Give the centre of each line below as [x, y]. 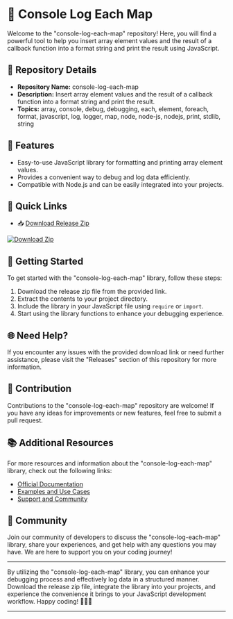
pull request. [25, 420]
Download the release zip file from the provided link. [92, 292]
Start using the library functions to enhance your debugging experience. [120, 314]
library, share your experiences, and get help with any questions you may [112, 545]
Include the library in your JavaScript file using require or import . [110, 306]
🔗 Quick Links [37, 206]
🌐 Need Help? [37, 335]
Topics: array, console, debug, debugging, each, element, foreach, [113, 109]
